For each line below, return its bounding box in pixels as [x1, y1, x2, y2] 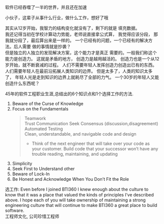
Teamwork [24, 115, 46, 121]
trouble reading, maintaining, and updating [31, 151, 118, 157]
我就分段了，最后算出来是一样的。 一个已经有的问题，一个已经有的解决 [5, 37, 148, 43]
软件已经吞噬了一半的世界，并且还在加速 [5, 4, 87, 10]
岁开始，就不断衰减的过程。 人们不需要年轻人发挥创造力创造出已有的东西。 [5, 62, 157, 68]
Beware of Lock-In [12, 171, 50, 177]
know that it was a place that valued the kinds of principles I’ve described [5, 192, 154, 197]
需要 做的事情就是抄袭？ [22, 44, 71, 49]
